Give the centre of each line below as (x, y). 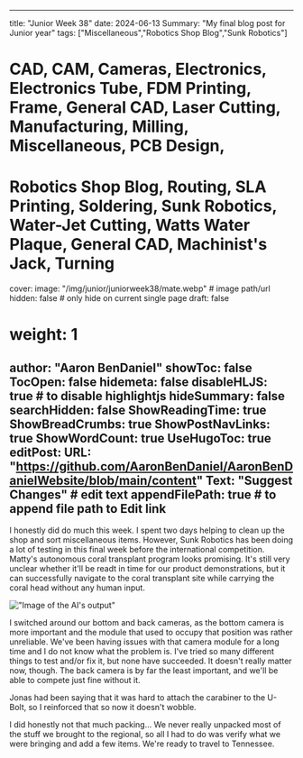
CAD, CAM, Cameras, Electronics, (138, 69)
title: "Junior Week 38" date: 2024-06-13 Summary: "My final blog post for (147, 23)
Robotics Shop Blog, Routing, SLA (138, 187)
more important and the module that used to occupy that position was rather (151, 633)
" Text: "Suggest (244, 480)
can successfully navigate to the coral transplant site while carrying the (142, 579)
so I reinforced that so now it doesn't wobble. (112, 708)
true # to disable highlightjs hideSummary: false (147, 396)
